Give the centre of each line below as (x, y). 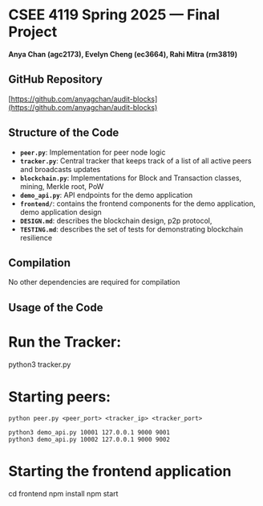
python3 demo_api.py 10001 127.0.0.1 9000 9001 (89, 432)
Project (33, 32)
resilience (36, 237)
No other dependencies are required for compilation (94, 282)
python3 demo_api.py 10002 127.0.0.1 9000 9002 (89, 439)
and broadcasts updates (60, 169)
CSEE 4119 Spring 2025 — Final (114, 15)
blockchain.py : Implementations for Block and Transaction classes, (131, 178)
